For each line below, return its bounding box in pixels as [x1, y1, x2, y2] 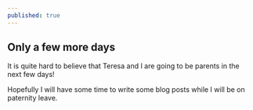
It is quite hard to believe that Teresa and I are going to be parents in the [7, 61, 240, 71]
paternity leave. [7, 93, 58, 103]
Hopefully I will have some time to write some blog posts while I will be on [7, 85, 245, 94]
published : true [7, 11, 60, 20]
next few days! [7, 70, 56, 79]
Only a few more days [7, 41, 115, 54]
